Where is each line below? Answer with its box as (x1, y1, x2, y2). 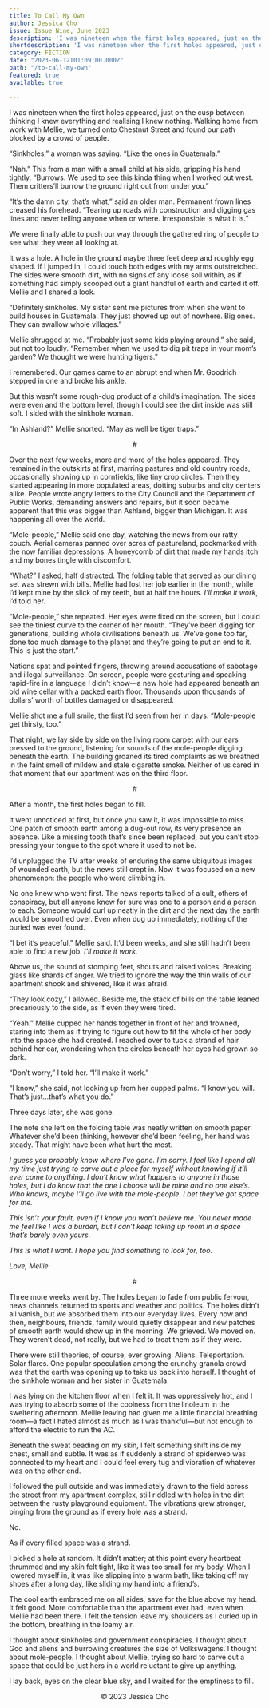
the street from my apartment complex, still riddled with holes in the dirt (9, 1490, 245, 1499)
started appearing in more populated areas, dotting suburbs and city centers (9, 480, 261, 490)
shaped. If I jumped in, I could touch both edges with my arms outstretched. (9, 261, 259, 271)
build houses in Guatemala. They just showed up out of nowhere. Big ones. (9, 311, 255, 320)
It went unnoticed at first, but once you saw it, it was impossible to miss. (9, 814, 247, 824)
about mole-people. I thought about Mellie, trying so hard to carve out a (9, 1652, 245, 1662)
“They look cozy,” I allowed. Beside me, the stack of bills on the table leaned (9, 994, 260, 1004)
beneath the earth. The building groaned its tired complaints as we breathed (9, 751, 259, 761)
